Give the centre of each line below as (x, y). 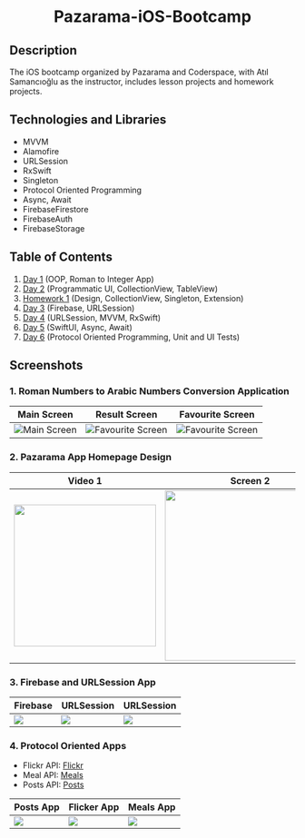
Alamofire (41, 151)
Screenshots (46, 365)
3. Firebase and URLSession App (83, 682)
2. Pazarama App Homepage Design (91, 458)
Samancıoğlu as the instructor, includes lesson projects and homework (142, 82)
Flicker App (94, 807)
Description (43, 50)
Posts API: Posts (53, 785)
